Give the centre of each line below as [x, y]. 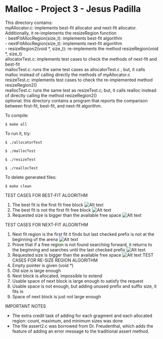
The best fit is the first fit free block [48, 205]
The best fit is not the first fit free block [51, 210]
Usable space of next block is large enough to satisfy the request [78, 281]
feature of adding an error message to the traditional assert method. [81, 331]
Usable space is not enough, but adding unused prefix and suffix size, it [84, 286]
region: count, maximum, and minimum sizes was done [67, 321]
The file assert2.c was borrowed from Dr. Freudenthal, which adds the [83, 326]
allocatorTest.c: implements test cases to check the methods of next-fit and [81, 59]
